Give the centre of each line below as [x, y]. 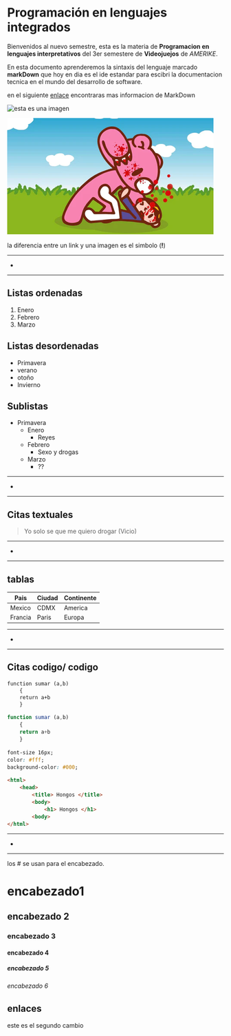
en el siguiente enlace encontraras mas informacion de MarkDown [101, 95]
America [76, 608]
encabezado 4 [28, 953]
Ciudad [47, 598]
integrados [39, 27]
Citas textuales [40, 515]
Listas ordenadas [45, 293]
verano [27, 370]
